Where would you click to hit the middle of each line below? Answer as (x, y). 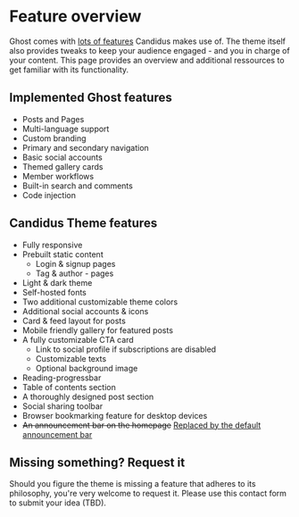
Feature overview (75, 17)
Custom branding (54, 138)
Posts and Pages (53, 119)
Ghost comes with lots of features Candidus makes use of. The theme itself (147, 41)
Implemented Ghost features (91, 98)
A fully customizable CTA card (78, 339)
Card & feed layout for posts (74, 321)
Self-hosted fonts (54, 292)
